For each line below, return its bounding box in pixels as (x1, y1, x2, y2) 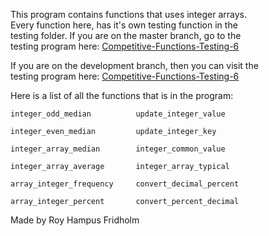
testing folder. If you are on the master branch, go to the (10, 30, 242, 41)
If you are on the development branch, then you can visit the (10, 60, 259, 71)
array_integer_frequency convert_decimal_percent (10, 179, 240, 189)
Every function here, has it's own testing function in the (10, 19, 238, 31)
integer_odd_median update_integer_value (10, 109, 226, 119)
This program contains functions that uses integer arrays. (10, 9, 247, 20)
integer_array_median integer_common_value (10, 144, 226, 154)
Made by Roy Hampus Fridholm (10, 214, 140, 226)
